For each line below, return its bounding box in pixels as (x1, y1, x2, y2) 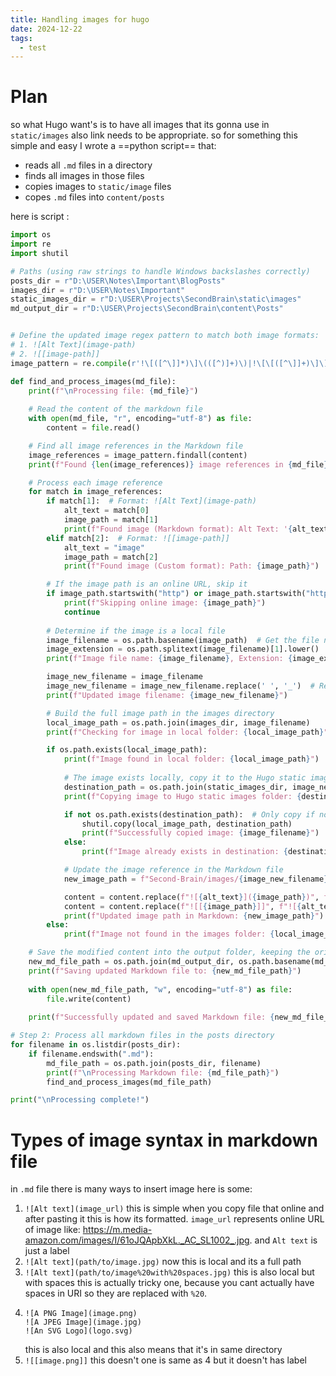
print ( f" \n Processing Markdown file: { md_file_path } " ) (46, 1067, 280, 1078)
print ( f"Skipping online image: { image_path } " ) (63, 598, 267, 608)
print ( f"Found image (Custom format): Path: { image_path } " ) (63, 561, 320, 571)
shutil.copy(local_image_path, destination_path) (81, 819, 293, 829)
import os (10, 230, 52, 240)
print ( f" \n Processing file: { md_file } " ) (28, 386, 199, 396)
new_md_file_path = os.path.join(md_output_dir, (28, 957, 235, 967)
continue (63, 607, 101, 617)
